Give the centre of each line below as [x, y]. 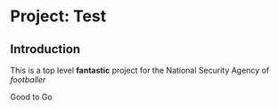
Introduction [45, 49]
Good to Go [31, 97]
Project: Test [58, 16]
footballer [28, 80]
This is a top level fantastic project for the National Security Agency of [140, 70]
